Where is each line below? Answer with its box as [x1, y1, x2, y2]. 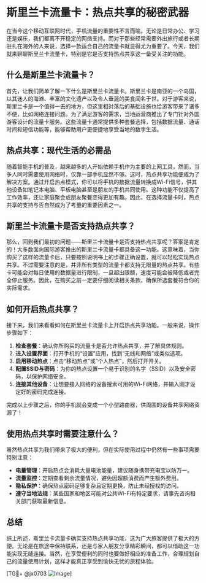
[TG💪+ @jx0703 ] [6, 569, 72, 577]
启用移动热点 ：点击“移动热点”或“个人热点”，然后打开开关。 [15, 357, 165, 365]
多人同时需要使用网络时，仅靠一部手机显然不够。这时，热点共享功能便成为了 [6, 170, 200, 178]
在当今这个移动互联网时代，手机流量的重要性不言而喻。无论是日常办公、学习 [6, 27, 200, 34]
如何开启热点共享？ [6, 304, 79, 314]
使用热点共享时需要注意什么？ [6, 428, 120, 439]
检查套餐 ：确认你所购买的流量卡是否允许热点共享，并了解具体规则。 [15, 342, 188, 350]
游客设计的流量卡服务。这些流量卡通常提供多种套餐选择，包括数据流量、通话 [6, 118, 200, 125]
